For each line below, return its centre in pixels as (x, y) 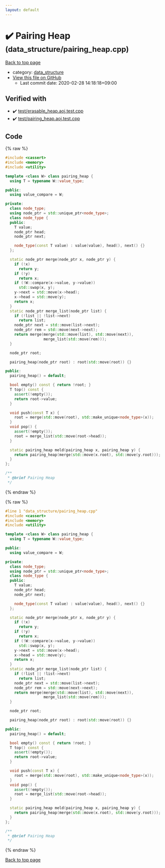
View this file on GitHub (37, 77)
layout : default (22, 10)
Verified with (26, 99)
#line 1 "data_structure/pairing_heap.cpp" (52, 511)
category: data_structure (38, 72)
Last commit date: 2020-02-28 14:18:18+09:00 (68, 83)
